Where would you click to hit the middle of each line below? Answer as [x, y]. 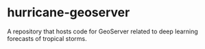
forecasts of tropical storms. [47, 38]
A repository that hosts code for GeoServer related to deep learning [103, 31]
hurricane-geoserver [69, 13]
